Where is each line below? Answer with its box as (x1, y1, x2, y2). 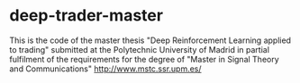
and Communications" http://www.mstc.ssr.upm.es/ (9, 63, 202, 74)
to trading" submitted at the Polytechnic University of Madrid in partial (9, 44, 270, 54)
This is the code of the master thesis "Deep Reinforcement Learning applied (9, 35, 291, 46)
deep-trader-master (9, 5, 164, 26)
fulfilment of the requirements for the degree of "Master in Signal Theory (9, 54, 279, 64)
